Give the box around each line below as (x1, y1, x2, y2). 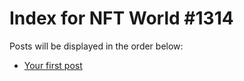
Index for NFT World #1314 (9, 7, 234, 30)
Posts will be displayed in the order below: (9, 40, 184, 52)
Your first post (23, 59, 83, 71)
